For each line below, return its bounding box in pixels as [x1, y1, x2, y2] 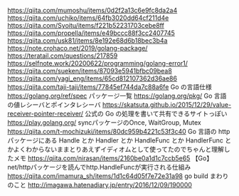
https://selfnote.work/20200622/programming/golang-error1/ [7, 59, 188, 67]
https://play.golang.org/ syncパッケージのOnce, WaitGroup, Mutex [7, 118, 201, 127]
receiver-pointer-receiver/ [7, 110, 84, 118]
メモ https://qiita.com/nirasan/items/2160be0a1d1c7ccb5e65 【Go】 [13, 154, 213, 163]
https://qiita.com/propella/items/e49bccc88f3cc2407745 [7, 29, 176, 37]
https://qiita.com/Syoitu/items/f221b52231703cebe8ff [7, 21, 165, 29]
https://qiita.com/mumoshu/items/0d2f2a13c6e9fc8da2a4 [7, 6, 178, 14]
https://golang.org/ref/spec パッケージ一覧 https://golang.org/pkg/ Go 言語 [7, 92, 227, 100]
